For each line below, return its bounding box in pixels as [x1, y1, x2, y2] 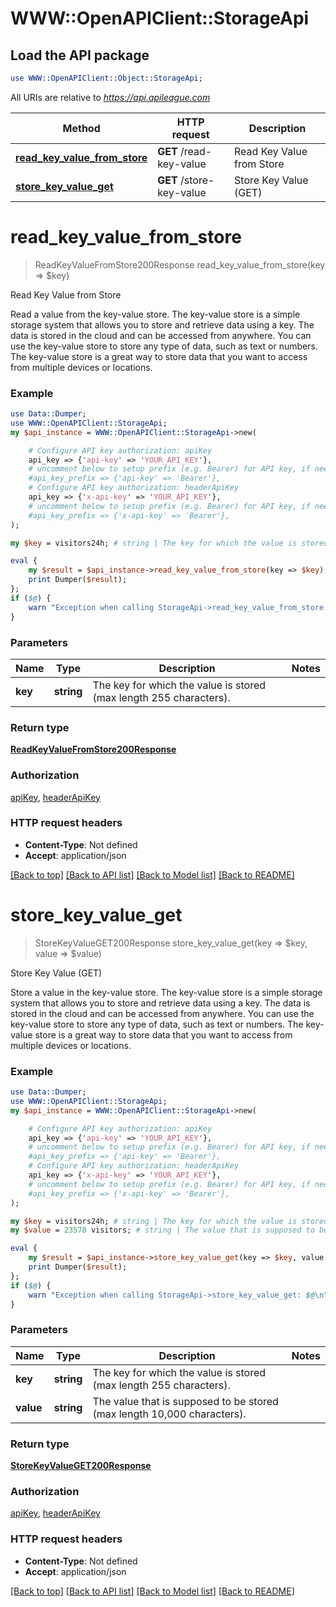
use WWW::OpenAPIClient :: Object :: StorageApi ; [10, 73, 203, 83]
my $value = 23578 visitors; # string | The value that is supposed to [10, 1225, 315, 1236]
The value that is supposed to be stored [92, 1394, 279, 1408]
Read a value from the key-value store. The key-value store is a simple [10, 308, 301, 320]
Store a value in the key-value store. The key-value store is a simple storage [10, 986, 323, 998]
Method [62, 121, 101, 135]
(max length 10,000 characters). [92, 1407, 247, 1421]
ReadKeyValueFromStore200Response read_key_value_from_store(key [34, 258, 326, 271]
